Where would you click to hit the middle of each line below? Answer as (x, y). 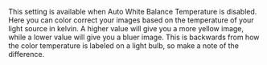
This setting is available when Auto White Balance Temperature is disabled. (133, 12)
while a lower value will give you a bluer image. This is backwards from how (134, 37)
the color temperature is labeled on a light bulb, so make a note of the (124, 46)
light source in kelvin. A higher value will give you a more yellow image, (126, 28)
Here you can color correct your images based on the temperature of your (131, 20)
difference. (27, 54)
